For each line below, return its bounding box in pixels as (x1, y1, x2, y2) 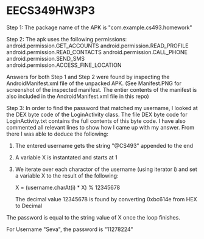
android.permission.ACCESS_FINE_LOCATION (6, 61, 122, 69)
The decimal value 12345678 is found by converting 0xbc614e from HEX (15, 195, 197, 203)
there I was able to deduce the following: (6, 130, 108, 137)
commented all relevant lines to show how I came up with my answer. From (6, 123, 195, 131)
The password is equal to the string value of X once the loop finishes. (6, 213, 181, 221)
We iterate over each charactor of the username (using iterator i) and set (15, 165, 198, 173)
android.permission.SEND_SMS (6, 55, 85, 62)
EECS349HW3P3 (6, 4, 96, 18)
